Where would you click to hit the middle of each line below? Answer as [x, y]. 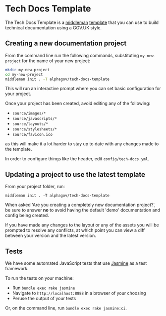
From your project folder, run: [35, 187]
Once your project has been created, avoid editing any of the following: [78, 104]
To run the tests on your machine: [40, 278]
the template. [19, 149]
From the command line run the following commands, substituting [72, 55]
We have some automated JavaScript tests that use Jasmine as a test [76, 263]
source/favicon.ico [32, 135]
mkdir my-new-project [28, 70]
